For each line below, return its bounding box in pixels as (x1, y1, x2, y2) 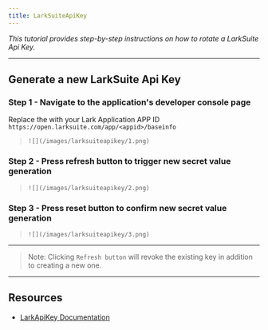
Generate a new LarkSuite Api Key (8, 73, 181, 86)
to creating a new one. (27, 260, 102, 270)
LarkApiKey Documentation (19, 312, 110, 322)
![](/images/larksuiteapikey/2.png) (27, 184, 150, 192)
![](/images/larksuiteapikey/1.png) (27, 137, 150, 145)
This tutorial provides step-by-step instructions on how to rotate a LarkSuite (8, 34, 259, 43)
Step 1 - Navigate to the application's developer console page (8, 97, 251, 108)
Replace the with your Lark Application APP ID (8, 115, 160, 125)
